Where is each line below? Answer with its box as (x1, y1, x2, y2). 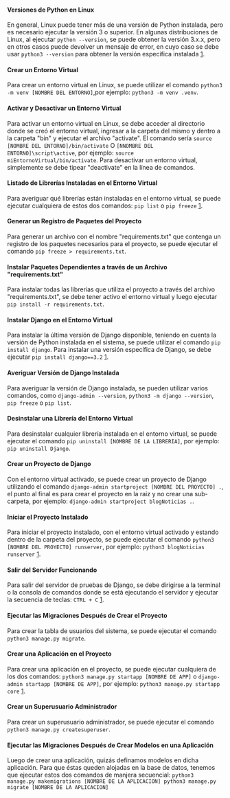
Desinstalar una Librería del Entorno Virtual (7, 414, 133, 423)
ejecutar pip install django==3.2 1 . (7, 353, 109, 361)
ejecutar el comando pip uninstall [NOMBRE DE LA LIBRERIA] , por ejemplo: (7, 436, 220, 445)
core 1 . (7, 687, 26, 695)
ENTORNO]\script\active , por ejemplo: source (7, 148, 134, 157)
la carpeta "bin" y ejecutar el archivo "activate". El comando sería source (7, 134, 212, 142)
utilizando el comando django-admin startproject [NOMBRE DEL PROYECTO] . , (7, 483, 224, 491)
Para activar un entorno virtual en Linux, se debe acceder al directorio (7, 119, 205, 127)
